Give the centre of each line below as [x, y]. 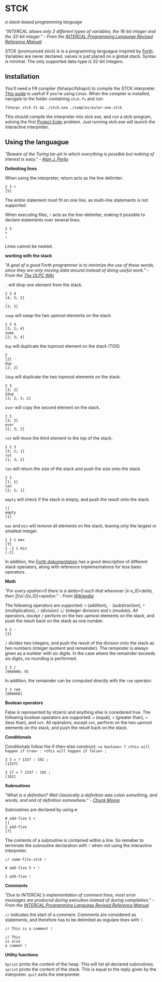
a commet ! [16, 946]
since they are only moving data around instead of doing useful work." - [77, 270]
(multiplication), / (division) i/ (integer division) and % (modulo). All [71, 610]
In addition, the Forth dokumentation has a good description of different [76, 561]
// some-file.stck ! [26, 859]
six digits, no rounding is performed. [41, 658]
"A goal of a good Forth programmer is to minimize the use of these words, [80, 265]
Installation [22, 76]
